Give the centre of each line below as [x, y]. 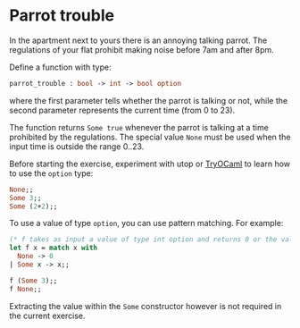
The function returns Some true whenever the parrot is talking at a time [139, 127]
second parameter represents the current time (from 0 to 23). [122, 110]
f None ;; [25, 289]
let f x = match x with [54, 248]
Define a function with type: [60, 67]
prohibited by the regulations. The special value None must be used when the [150, 137]
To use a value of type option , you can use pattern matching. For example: [146, 223]
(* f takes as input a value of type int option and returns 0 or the [143, 240]
